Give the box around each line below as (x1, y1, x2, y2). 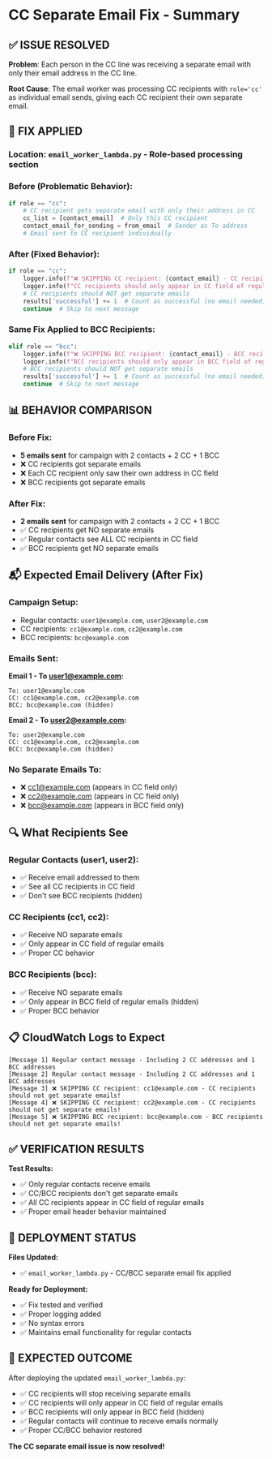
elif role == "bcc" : (8, 342, 79, 351)
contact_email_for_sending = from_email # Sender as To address (23, 222, 249, 230)
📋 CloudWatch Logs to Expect (8, 1031, 165, 1044)
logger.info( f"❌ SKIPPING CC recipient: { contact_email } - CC (23, 274, 238, 283)
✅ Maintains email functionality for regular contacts (19, 1328, 192, 1337)
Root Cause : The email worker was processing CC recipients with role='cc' (8, 84, 263, 93)
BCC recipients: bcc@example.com (19, 632, 130, 642)
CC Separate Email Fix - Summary (8, 6, 240, 24)
